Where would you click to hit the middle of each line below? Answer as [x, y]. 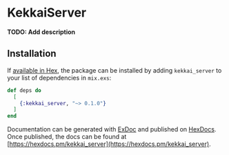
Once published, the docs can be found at [67, 137]
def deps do [24, 90]
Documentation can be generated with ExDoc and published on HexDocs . [112, 129]
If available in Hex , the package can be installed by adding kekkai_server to [114, 70]
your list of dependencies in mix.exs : [59, 77]
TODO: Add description [41, 32]
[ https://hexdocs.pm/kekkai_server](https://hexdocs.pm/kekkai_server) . [109, 144]
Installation [32, 54]
